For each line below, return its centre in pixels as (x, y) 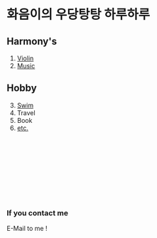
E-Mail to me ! (27, 229)
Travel (26, 113)
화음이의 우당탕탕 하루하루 (78, 15)
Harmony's (32, 41)
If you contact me (38, 212)
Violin (25, 58)
